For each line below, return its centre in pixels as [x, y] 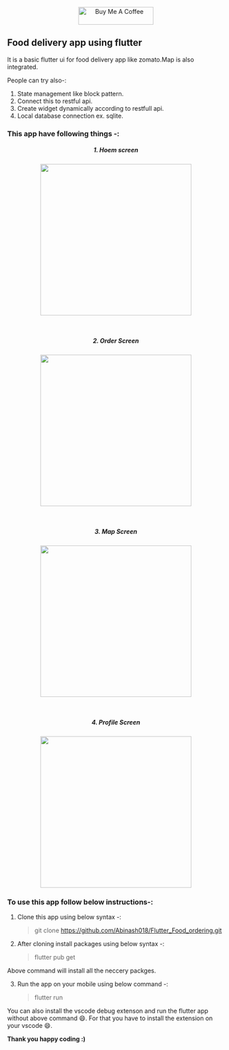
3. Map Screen [116, 532]
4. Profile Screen [116, 723]
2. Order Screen [116, 341]
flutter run [49, 997]
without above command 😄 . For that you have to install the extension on [110, 1018]
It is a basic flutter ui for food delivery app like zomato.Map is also [101, 60]
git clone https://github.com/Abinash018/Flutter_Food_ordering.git [128, 930]
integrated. [23, 66]
